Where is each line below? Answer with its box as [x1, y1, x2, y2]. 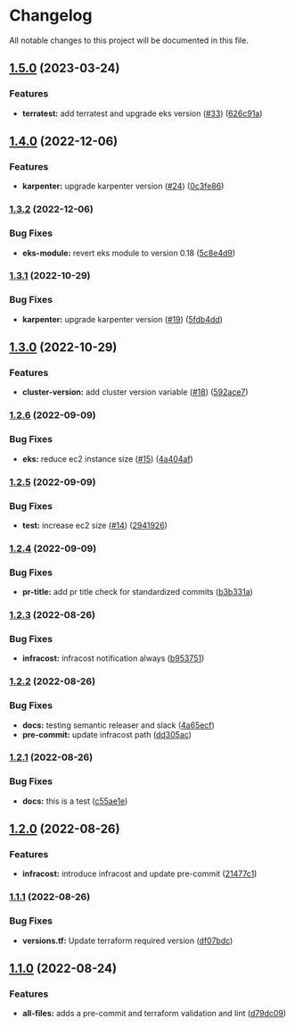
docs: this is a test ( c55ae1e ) [21, 796, 128, 806]
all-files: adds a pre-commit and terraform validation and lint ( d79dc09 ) [21, 1008, 287, 1019]
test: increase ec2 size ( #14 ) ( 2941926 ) [21, 520, 168, 530]
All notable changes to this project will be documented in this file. [9, 35, 250, 46]
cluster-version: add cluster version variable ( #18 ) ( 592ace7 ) [21, 387, 249, 397]
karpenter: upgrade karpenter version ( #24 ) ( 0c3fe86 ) [21, 180, 225, 192]
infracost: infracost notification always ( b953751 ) [21, 653, 205, 664]
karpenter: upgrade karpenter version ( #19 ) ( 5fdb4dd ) [21, 313, 223, 324]
